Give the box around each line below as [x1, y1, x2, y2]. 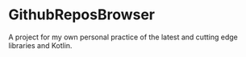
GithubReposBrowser [8, 6, 156, 24]
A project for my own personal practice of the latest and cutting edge [8, 32, 238, 42]
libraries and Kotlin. [8, 40, 73, 50]
